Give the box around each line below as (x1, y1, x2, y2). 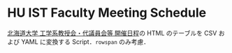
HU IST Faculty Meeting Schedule (7, 5, 207, 21)
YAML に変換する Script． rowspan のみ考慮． (20, 37, 150, 46)
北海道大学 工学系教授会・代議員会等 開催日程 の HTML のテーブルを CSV (7, 29, 217, 37)
